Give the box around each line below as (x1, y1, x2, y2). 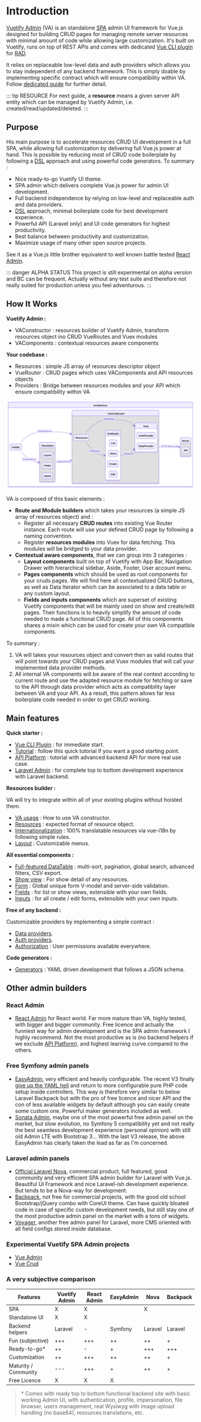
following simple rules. (14, 833, 71, 840)
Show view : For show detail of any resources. (14, 876, 129, 883)
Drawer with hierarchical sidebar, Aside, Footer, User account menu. (23, 564, 193, 571)
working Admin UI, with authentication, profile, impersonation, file (20, 1396, 183, 1403)
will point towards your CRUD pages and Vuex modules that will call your (14, 658, 194, 665)
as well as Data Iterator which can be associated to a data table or (23, 583, 187, 590)
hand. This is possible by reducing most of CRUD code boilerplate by (6, 151, 176, 158)
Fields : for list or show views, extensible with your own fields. (14, 888, 168, 895)
